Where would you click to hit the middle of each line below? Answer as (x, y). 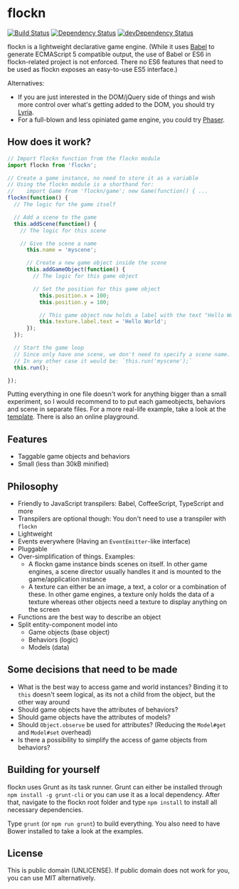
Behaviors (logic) (53, 640)
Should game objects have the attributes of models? (94, 717)
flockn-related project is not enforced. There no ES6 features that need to (115, 61)
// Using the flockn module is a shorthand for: (81, 184)
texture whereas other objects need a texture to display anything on (128, 602)
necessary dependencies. (46, 809)
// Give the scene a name (59, 244)
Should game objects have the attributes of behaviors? (98, 709)
